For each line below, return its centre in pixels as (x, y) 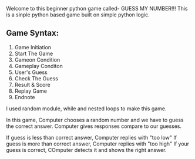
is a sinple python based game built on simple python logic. (78, 15)
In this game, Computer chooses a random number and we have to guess (95, 120)
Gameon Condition (37, 60)
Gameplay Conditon (38, 66)
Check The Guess (36, 78)
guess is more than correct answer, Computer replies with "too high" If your (98, 144)
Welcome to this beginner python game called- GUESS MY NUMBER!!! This (97, 9)
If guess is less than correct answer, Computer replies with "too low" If (92, 137)
